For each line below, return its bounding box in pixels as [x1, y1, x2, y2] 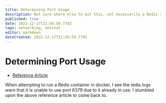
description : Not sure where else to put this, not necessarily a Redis [5, 12, 158, 17]
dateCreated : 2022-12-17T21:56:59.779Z [5, 35, 87, 40]
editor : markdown [5, 30, 41, 35]
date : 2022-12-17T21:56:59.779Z [5, 21, 72, 26]
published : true [5, 16, 39, 21]
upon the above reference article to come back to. [5, 92, 107, 98]
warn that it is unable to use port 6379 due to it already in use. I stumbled [5, 87, 154, 93]
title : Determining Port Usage [5, 7, 70, 12]
